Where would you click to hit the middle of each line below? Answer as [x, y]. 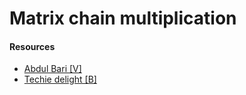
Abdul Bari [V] [52, 69]
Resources [32, 46]
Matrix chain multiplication [123, 18]
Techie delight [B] [60, 79]
